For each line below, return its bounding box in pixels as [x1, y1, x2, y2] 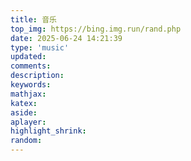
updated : [10, 52, 47, 62]
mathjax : [10, 89, 47, 99]
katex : [10, 98, 38, 108]
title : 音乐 [10, 14, 57, 25]
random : [10, 136, 43, 146]
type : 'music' [10, 42, 70, 53]
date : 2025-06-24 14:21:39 [10, 33, 123, 43]
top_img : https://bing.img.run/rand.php [10, 24, 182, 34]
